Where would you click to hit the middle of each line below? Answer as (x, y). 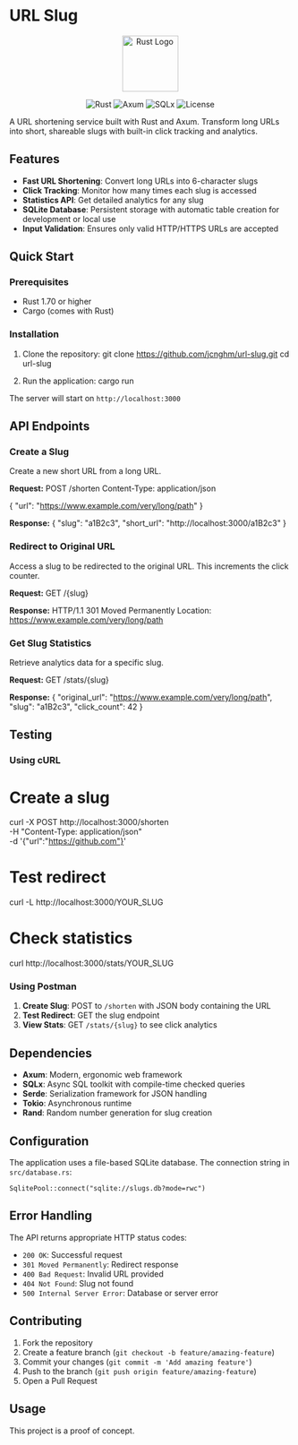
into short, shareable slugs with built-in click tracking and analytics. (133, 131)
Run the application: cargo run (78, 381)
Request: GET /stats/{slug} (60, 680)
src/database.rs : (41, 1172)
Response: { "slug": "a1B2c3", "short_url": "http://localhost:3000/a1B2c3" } (148, 523)
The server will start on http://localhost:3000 (95, 398)
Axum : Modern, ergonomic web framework (102, 1075)
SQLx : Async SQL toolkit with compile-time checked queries (134, 1084)
